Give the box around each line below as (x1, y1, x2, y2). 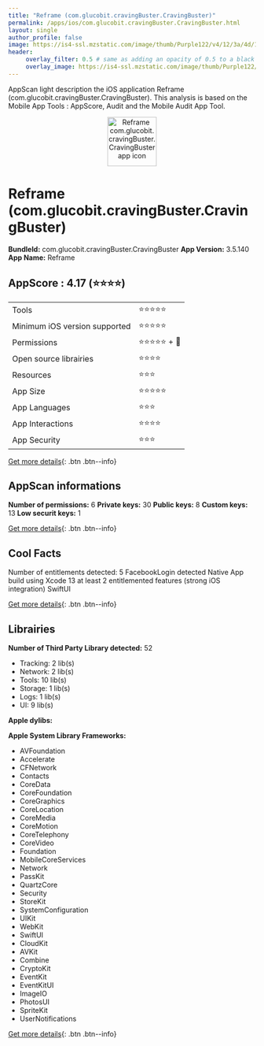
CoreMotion (19, 821, 59, 831)
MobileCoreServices (19, 855, 86, 864)
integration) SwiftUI (8, 584, 71, 594)
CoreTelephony (19, 829, 69, 839)
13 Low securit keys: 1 (8, 509, 81, 518)
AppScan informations (8, 479, 122, 492)
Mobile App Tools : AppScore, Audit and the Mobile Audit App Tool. (8, 101, 225, 110)
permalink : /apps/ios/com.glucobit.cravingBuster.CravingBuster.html (8, 19, 241, 27)
